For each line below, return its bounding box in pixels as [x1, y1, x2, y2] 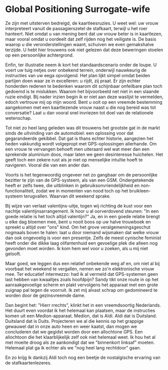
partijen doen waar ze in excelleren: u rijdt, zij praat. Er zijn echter [5, 78, 141, 84]
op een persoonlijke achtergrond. [5, 52, 74, 58]
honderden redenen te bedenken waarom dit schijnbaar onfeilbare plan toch [5, 83, 163, 89]
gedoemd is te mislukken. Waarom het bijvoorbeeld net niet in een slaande [5, 88, 159, 94]
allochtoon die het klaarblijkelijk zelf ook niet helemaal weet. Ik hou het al [5, 334, 155, 340]
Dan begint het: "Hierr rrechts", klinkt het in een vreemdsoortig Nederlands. [5, 302, 161, 308]
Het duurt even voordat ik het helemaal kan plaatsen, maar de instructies [5, 307, 155, 313]
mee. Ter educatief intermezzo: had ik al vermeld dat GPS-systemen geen [5, 271, 158, 277]
